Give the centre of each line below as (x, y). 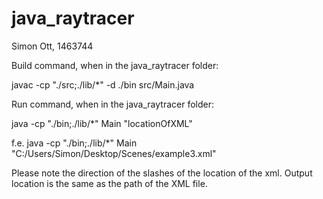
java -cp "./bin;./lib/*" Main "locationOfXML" (102, 123)
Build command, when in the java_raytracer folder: (115, 65)
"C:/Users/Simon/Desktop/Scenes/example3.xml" (114, 153)
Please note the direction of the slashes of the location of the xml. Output (162, 173)
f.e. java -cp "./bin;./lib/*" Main (74, 143)
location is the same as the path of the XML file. (109, 183)
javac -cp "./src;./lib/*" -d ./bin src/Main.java (103, 84)
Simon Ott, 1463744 (52, 46)
